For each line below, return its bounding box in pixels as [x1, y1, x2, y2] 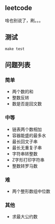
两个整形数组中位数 [12, 188, 51, 194]
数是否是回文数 [12, 101, 42, 107]
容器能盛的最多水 [12, 132, 46, 138]
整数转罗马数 [12, 163, 38, 169]
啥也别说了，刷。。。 [5, 17, 43, 23]
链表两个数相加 [12, 126, 42, 132]
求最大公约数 [12, 214, 38, 220]
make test [5, 46, 25, 51]
